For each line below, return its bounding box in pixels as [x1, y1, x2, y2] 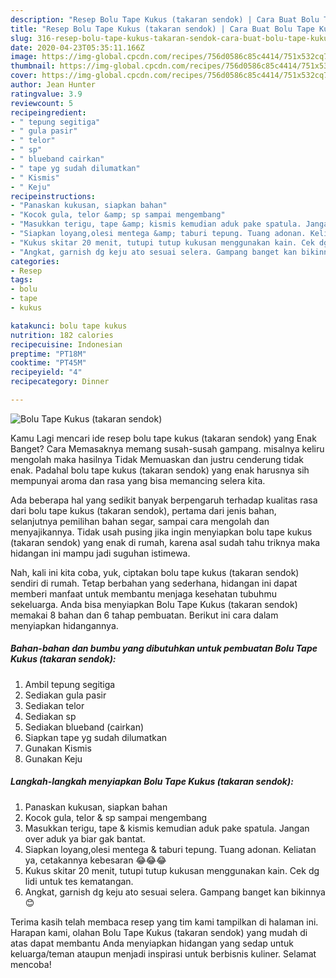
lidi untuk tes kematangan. [24, 875, 134, 887]
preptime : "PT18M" [10, 349, 87, 359]
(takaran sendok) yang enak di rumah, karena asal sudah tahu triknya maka [10, 536, 321, 548]
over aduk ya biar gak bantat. [24, 832, 146, 845]
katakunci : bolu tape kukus [10, 321, 128, 331]
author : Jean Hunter [10, 80, 97, 90]
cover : [10, 71, 38, 81]
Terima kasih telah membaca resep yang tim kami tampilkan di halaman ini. [10, 916, 319, 928]
